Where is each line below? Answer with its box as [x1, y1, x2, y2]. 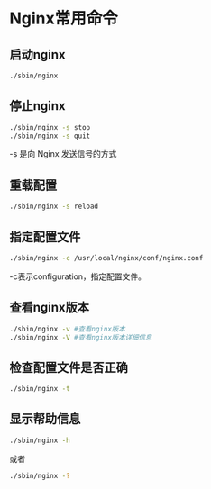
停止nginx [9, 98, 66, 113]
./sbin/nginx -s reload [9, 202, 99, 212]
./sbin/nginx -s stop [9, 122, 91, 131]
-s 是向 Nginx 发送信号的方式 [9, 149, 117, 159]
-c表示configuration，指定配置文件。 [9, 271, 147, 282]
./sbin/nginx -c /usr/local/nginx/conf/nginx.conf [9, 253, 204, 262]
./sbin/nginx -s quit [9, 131, 91, 140]
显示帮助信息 [9, 412, 81, 427]
